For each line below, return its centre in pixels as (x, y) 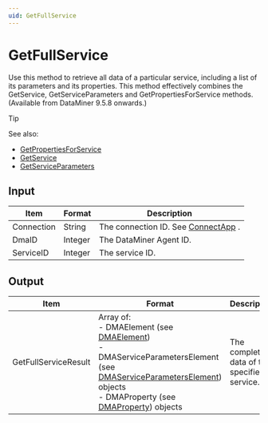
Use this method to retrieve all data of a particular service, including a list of (133, 77)
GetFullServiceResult (51, 362)
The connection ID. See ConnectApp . (169, 227)
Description (170, 214)
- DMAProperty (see (137, 397)
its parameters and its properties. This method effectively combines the (126, 85)
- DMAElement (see (136, 327)
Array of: (115, 318)
